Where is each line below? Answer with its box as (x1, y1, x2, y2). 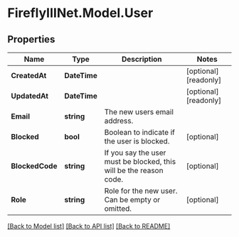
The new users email (104, 107, 174, 116)
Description (121, 55, 162, 64)
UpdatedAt (11, 91, 48, 101)
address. (104, 116, 134, 126)
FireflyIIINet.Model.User (7, 5, 154, 21)
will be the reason (104, 165, 164, 175)
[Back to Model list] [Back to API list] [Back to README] (7, 222, 171, 230)
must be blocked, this (104, 157, 176, 166)
